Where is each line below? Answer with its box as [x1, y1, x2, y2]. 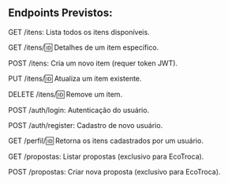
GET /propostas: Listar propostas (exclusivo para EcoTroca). [8, 152, 204, 161]
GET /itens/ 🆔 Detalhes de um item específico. [8, 43, 159, 52]
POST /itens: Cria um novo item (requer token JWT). [8, 58, 178, 68]
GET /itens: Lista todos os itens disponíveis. [8, 27, 150, 36]
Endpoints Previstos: [8, 6, 113, 20]
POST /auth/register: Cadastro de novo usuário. [8, 120, 163, 130]
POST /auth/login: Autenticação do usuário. [8, 105, 150, 115]
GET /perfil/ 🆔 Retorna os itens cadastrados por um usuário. [8, 136, 204, 145]
